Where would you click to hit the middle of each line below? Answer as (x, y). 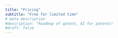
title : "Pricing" (23, 10)
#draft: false (20, 28)
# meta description (25, 19)
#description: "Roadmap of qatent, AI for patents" (59, 23)
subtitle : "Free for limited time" (42, 14)
